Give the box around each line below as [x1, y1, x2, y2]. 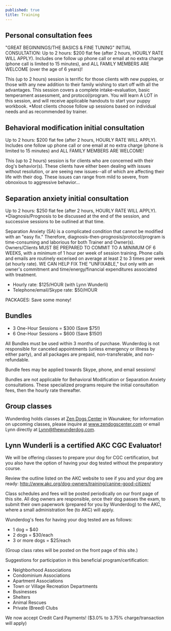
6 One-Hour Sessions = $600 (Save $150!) [12, 330, 103, 336]
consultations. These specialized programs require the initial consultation [5, 382, 159, 388]
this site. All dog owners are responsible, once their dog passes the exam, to [5, 496, 166, 502]
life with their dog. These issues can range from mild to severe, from [5, 174, 149, 180]
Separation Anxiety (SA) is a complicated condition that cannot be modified [5, 228, 164, 234]
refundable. [5, 356, 30, 362]
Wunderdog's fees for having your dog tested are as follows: [5, 517, 133, 523]
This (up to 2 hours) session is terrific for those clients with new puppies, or [5, 76, 164, 82]
